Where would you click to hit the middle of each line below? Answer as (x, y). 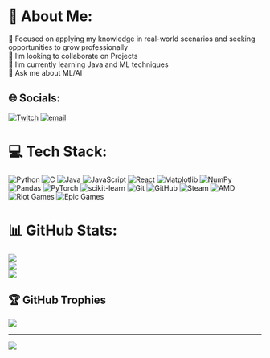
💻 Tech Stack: (58, 151)
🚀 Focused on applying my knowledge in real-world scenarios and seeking (132, 39)
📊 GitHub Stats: (63, 230)
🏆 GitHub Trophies (57, 300)
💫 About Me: (51, 16)
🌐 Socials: (35, 99)
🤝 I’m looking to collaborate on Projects (73, 56)
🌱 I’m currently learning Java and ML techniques (88, 64)
